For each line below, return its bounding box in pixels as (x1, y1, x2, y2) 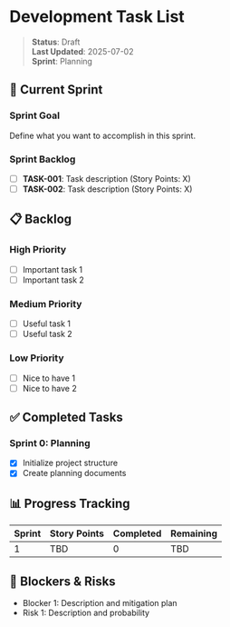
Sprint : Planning (31, 55, 93, 66)
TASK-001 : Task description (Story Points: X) (22, 173, 192, 184)
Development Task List (9, 6, 186, 27)
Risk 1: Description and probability (22, 607, 150, 619)
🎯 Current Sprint (9, 82, 103, 97)
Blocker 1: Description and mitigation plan (22, 598, 178, 609)
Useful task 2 (22, 329, 72, 340)
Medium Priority (9, 297, 82, 310)
